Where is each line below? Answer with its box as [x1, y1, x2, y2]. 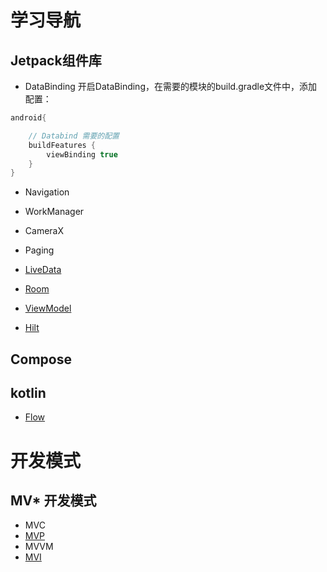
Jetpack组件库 [10, 52, 102, 69]
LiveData [24, 264, 62, 276]
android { [10, 113, 47, 123]
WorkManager [24, 206, 85, 218]
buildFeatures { [28, 140, 97, 150]
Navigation [24, 186, 70, 198]
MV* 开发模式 [10, 492, 97, 510]
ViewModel [24, 302, 72, 315]
